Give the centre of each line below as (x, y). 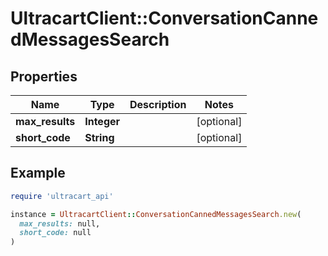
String (99, 137)
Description (158, 104)
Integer (102, 121)
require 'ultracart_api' (62, 196)
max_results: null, (60, 223)
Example (38, 173)
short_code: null (55, 233)
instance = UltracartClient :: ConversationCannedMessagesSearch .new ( (156, 214)
